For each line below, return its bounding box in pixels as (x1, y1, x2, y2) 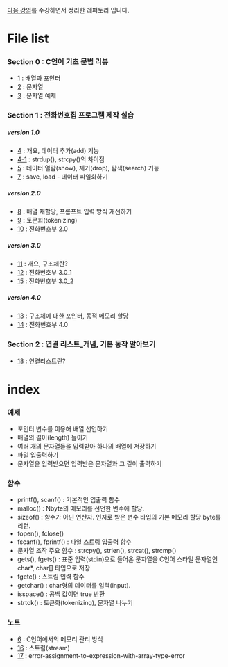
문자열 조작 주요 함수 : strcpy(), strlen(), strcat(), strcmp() (17, 547, 177, 555)
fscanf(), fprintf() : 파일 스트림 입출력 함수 (17, 538, 132, 546)
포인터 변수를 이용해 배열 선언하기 (17, 425, 109, 433)
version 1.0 (7, 128, 40, 136)
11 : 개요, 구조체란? (17, 259, 68, 268)
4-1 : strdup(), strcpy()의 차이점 (17, 155, 105, 163)
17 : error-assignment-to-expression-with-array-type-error (17, 651, 186, 659)
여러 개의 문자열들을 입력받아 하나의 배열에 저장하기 (17, 442, 157, 451)
